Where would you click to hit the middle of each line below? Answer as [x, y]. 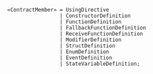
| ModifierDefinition [91, 40]
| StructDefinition [88, 46]
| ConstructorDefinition [95, 16]
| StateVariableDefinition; [100, 64]
